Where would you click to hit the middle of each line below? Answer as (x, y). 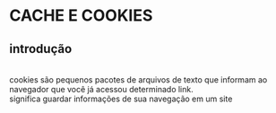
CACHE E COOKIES (81, 16)
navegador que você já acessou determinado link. (102, 89)
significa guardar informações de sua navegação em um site (121, 99)
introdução (41, 49)
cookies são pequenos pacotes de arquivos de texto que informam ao (138, 80)
